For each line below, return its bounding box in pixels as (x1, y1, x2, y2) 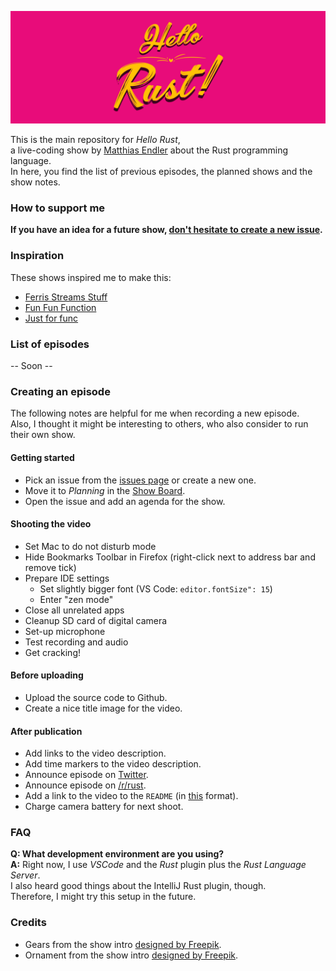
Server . (10, 869, 41, 881)
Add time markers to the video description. (24, 758, 202, 770)
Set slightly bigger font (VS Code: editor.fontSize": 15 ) (39, 582, 273, 595)
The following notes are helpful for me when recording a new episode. (10, 407, 300, 420)
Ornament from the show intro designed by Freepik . (24, 949, 238, 961)
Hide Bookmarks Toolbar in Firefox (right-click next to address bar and (24, 551, 316, 563)
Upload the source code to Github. (24, 691, 168, 703)
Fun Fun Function (24, 301, 97, 313)
